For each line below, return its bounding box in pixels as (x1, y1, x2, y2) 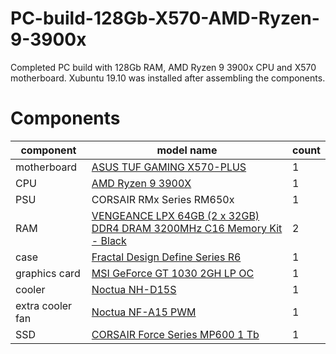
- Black (91, 233, 127, 247)
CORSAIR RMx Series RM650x (91, 192, 235, 206)
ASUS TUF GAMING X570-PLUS (91, 160, 247, 174)
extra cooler (15, 298, 73, 312)
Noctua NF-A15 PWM (91, 305, 197, 319)
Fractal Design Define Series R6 (91, 250, 242, 264)
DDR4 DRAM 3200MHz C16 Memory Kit (91, 221, 283, 235)
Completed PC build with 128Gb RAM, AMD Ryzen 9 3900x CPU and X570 (10, 61, 317, 73)
